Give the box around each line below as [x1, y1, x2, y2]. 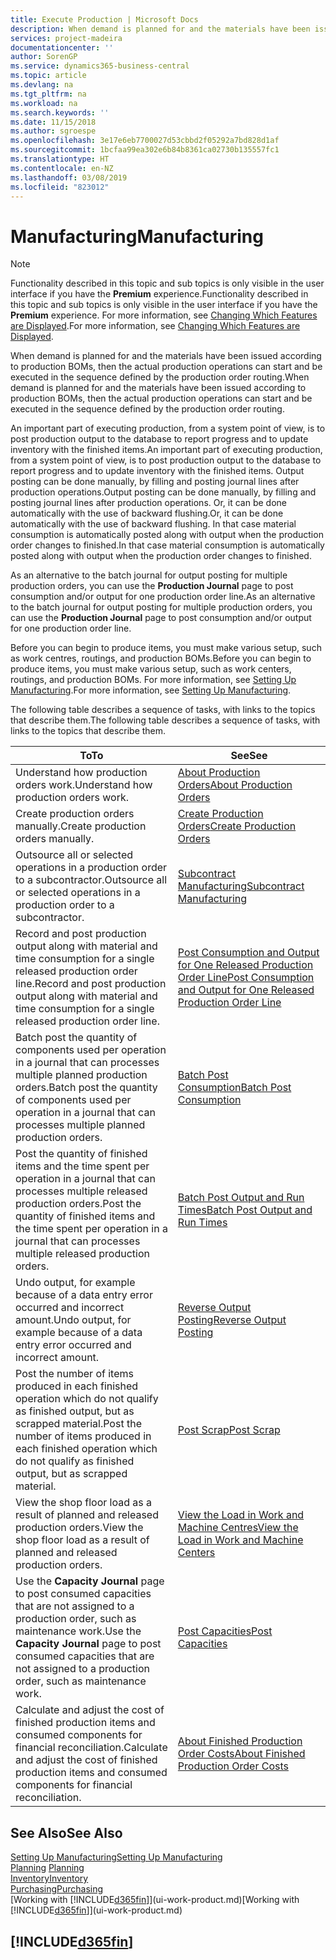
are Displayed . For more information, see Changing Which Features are [10, 320, 301, 332]
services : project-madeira [10, 33, 123, 43]
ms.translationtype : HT [10, 154, 110, 164]
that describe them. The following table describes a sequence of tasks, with [10, 714, 321, 726]
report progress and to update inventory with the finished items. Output [10, 465, 305, 477]
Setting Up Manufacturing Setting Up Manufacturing [10, 1851, 223, 1863]
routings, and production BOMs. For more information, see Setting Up [10, 674, 297, 686]
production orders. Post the [15, 1197, 142, 1211]
